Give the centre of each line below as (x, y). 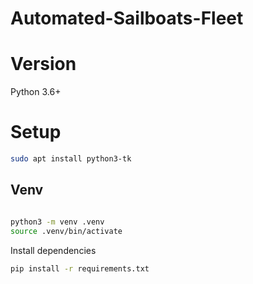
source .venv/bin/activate (66, 231)
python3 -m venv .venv (57, 222)
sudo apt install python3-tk (71, 159)
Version (43, 64)
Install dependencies (53, 250)
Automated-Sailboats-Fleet (127, 18)
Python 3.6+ (36, 92)
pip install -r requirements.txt (80, 268)
